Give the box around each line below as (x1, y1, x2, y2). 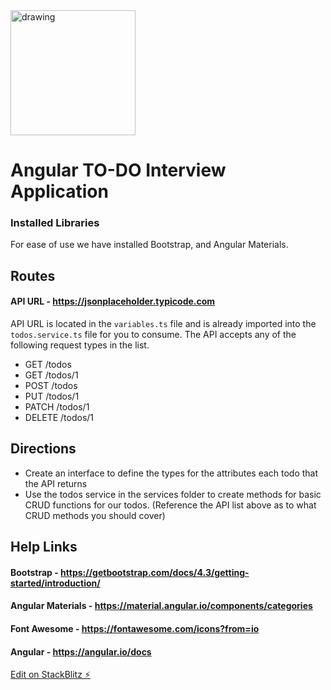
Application (10, 180, 109, 203)
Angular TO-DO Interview (10, 159, 227, 182)
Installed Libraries (10, 216, 100, 230)
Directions (10, 440, 77, 458)
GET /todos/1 (24, 369, 79, 381)
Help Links (10, 539, 78, 556)
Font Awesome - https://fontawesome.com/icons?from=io (10, 623, 260, 635)
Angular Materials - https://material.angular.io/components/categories (10, 600, 313, 612)
